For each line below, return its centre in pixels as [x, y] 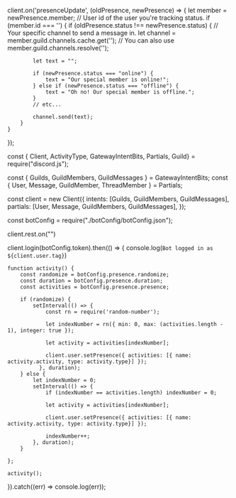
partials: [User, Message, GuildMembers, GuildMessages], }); [97, 206]
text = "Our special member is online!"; [107, 80]
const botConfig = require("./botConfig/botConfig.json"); [90, 220]
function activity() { [41, 269]
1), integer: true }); [41, 330]
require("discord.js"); [38, 164]
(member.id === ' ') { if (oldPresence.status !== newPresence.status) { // [113, 25]
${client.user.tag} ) [37, 255]
